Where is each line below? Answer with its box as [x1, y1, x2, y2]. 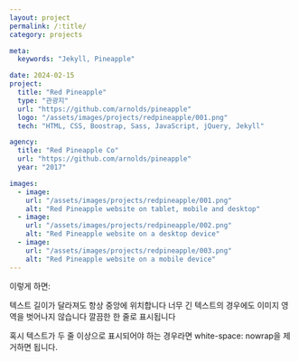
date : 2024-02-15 [9, 71, 75, 80]
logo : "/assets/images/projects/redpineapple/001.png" [17, 113, 229, 122]
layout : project [9, 13, 70, 23]
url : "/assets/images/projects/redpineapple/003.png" [25, 245, 232, 255]
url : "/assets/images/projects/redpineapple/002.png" [25, 221, 232, 230]
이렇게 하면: [9, 281, 51, 292]
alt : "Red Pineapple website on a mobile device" [25, 255, 217, 264]
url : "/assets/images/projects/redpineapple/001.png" [25, 196, 232, 205]
